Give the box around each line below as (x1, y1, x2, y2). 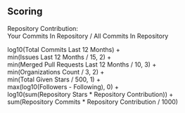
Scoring (7, 6, 43, 18)
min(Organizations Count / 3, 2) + (7, 67, 105, 76)
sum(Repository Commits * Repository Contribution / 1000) (7, 98, 178, 106)
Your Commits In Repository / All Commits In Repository (7, 32, 169, 40)
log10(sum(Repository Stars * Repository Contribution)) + (7, 90, 174, 98)
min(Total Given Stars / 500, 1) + (7, 75, 101, 84)
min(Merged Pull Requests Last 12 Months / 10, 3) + (7, 60, 157, 69)
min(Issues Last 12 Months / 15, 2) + (7, 53, 112, 61)
